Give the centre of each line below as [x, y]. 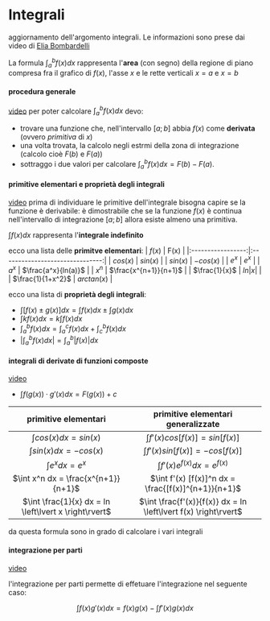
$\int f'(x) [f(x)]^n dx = [192, 478]
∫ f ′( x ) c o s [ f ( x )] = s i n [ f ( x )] [193, 438]
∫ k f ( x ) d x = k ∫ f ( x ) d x [51, 319]
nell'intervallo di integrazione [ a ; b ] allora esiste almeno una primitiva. [123, 219]
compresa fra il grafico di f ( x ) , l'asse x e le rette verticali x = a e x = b [123, 73]
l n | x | [250, 271]
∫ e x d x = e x [67, 465]
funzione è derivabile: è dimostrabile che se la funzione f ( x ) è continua [125, 210]
